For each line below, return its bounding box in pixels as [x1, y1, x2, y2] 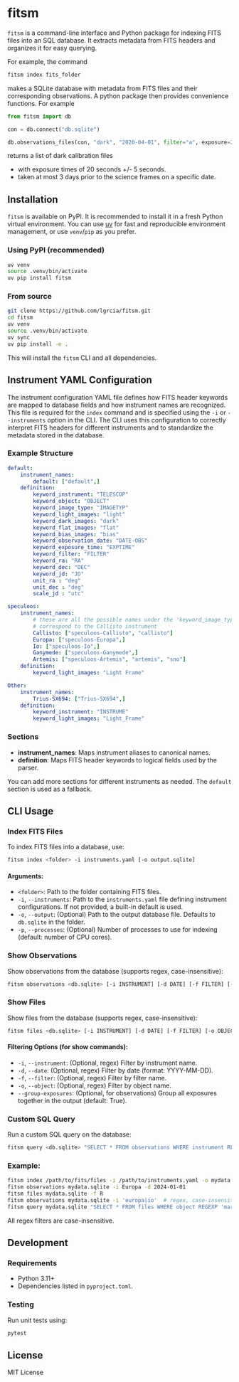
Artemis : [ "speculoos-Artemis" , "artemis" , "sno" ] [33, 656, 186, 663]
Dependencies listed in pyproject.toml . [17, 1282, 134, 1290]
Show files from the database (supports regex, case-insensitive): [7, 1014, 198, 1022]
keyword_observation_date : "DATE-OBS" [33, 537, 148, 545]
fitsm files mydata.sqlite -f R [7, 1190, 103, 1198]
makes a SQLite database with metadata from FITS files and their [7, 84, 198, 92]
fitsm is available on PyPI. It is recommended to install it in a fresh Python [7, 212, 223, 221]
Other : [7, 681, 27, 689]
